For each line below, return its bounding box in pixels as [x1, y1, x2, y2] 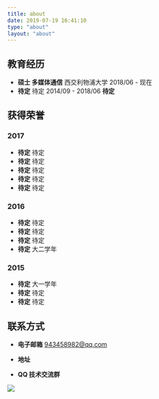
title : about [7, 10, 46, 18]
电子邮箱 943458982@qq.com [17, 340, 107, 349]
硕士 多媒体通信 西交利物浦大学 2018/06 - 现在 [17, 78, 153, 87]
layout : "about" [7, 30, 55, 37]
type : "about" [7, 23, 49, 30]
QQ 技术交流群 [17, 370, 60, 379]
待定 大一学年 [17, 280, 57, 288]
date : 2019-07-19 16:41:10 [7, 17, 87, 24]
